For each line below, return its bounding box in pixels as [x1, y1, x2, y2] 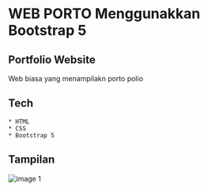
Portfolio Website [8, 53, 96, 66]
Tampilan [8, 153, 55, 167]
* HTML [8, 118, 30, 125]
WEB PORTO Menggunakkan [8, 5, 201, 23]
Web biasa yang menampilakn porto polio [8, 74, 144, 83]
